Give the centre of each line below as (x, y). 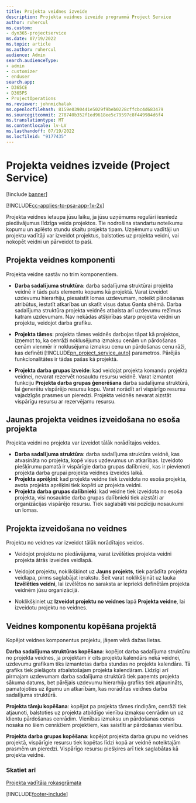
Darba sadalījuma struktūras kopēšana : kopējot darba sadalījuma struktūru (98, 651)
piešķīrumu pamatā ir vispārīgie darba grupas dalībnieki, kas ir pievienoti (102, 467)
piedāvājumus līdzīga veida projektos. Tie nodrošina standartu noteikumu (94, 223)
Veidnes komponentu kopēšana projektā (81, 626)
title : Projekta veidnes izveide (47, 11)
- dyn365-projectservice (36, 33)
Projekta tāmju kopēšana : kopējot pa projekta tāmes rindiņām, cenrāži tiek (97, 706)
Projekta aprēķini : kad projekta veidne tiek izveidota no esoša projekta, (101, 479)
